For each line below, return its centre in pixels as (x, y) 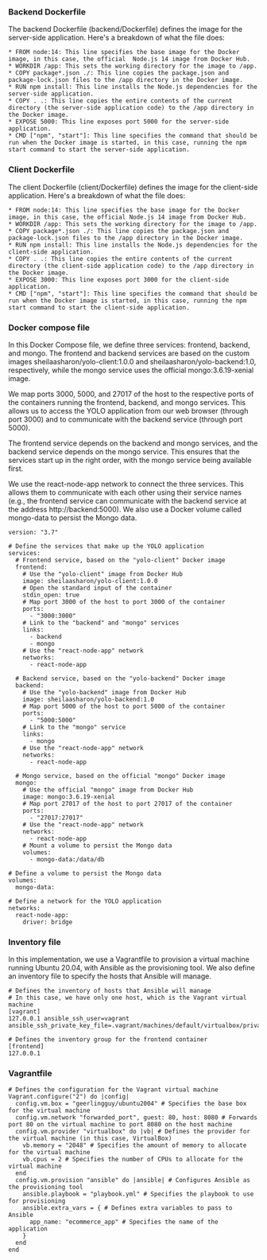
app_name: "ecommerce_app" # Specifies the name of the (124, 1222)
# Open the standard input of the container (97, 588)
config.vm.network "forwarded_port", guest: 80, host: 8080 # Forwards (137, 1118)
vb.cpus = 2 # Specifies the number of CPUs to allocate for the (133, 1160)
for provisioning (37, 1201)
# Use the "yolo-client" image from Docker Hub (103, 574)
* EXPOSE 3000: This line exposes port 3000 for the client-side (118, 280)
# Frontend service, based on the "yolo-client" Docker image (120, 560)
